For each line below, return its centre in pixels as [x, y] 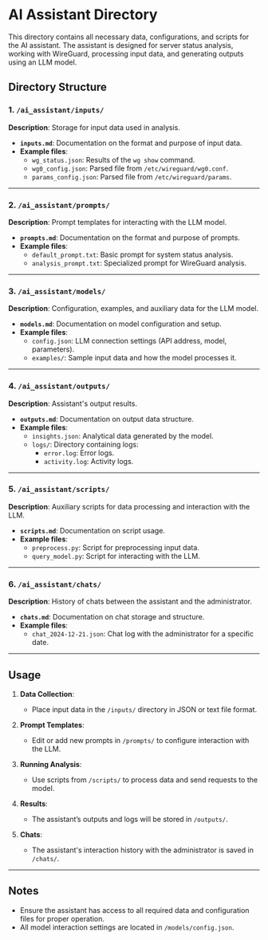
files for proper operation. [62, 918]
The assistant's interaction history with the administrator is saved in [142, 850]
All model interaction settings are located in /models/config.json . [127, 927]
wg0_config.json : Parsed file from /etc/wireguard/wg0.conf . [130, 168]
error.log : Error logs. [79, 453]
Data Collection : [47, 694]
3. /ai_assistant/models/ [57, 291]
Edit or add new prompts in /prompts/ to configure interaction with [140, 740]
